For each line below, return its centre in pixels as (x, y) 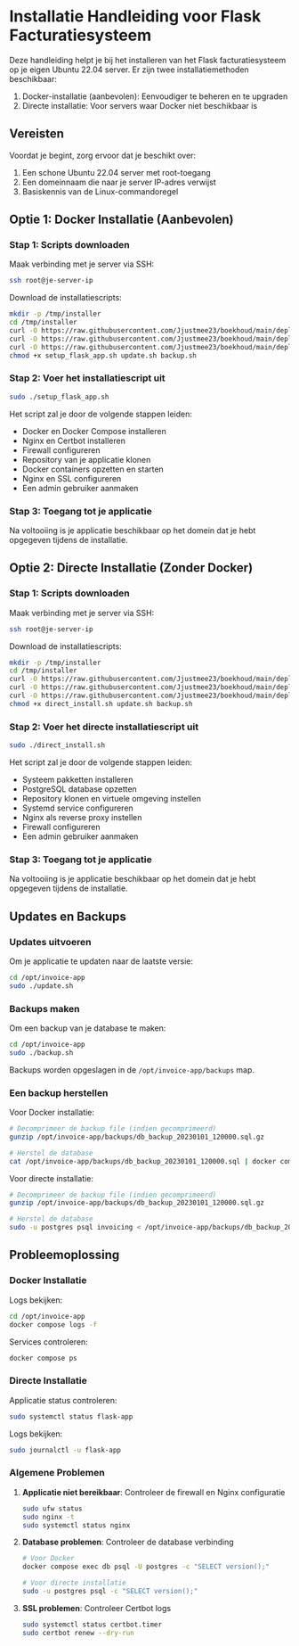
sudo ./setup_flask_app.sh (59, 397)
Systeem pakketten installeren (77, 780)
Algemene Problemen (57, 1473)
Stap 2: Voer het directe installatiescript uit (104, 727)
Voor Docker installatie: (52, 1113)
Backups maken (44, 1008)
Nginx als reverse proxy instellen (82, 818)
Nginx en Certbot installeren (74, 440)
